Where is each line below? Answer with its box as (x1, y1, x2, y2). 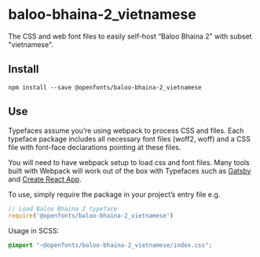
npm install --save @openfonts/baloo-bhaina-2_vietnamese (8, 83, 202, 91)
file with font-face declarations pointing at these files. (8, 142, 181, 152)
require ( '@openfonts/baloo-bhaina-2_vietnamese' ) (8, 212, 174, 220)
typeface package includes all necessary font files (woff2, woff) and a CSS (8, 134, 251, 143)
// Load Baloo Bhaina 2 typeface (8, 204, 118, 213)
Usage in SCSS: (8, 226, 60, 236)
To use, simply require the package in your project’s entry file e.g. (8, 189, 221, 199)
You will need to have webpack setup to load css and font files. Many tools (8, 157, 250, 167)
